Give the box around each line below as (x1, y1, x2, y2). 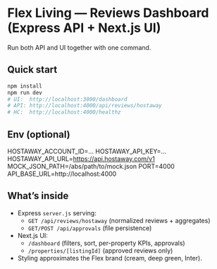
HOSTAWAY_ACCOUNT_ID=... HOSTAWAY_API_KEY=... (7, 147, 167, 155)
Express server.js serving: (17, 208, 97, 217)
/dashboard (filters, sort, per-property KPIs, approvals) (27, 239, 185, 247)
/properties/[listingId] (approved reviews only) (27, 246, 173, 255)
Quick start (7, 64, 58, 76)
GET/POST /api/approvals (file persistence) (27, 224, 152, 232)
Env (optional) (7, 128, 70, 141)
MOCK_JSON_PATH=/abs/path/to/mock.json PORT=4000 (7, 162, 175, 170)
